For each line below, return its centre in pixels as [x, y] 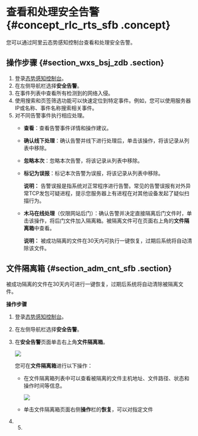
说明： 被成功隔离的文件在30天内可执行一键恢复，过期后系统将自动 [105, 240]
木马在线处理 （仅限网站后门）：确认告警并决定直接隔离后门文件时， [105, 213]
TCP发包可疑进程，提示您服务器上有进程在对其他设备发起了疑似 [106, 193]
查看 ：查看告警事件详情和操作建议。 [68, 128]
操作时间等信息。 [44, 386]
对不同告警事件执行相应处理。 [51, 115]
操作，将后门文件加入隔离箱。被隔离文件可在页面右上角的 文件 [109, 221]
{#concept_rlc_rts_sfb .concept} [88, 25]
